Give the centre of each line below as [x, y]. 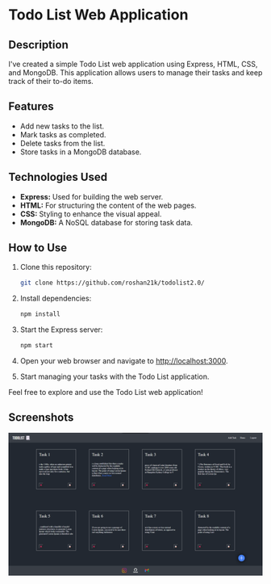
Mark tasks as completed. [63, 134]
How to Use [38, 248]
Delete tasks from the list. [63, 143]
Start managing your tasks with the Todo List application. [115, 376]
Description [38, 45]
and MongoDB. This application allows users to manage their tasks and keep [135, 73]
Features [31, 107]
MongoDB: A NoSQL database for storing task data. [106, 222]
